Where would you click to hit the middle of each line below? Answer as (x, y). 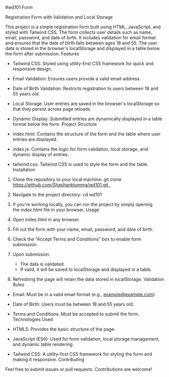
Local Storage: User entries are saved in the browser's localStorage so (86, 104)
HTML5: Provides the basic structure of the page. (64, 329)
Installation (24, 170)
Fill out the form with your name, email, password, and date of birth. (83, 229)
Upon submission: (31, 254)
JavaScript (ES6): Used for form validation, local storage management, (86, 339)
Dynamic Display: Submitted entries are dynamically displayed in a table (87, 119)
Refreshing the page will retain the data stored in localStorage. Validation (88, 279)
